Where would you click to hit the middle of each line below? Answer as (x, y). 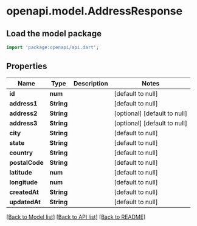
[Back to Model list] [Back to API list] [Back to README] (76, 217)
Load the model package (54, 34)
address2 (23, 113)
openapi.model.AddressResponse (95, 11)
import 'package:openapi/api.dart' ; (53, 47)
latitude (21, 172)
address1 (23, 103)
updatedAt (25, 202)
